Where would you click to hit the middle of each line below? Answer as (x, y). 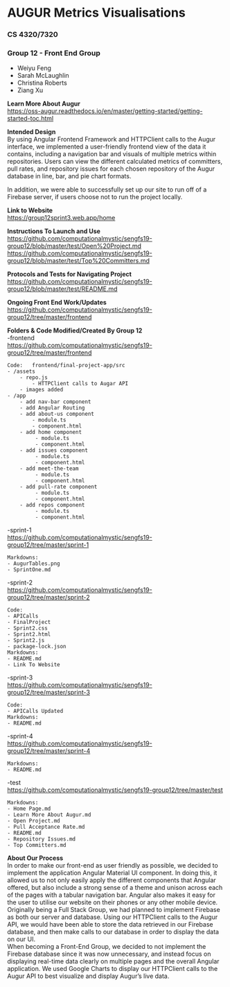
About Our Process (35, 858)
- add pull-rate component (59, 487)
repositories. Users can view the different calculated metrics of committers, (115, 162)
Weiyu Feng (34, 68)
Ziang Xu (30, 90)
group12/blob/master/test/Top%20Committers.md (79, 261)
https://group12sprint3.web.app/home (61, 218)
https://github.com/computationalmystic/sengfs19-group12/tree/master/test (115, 790)
